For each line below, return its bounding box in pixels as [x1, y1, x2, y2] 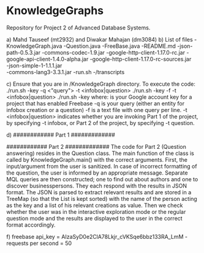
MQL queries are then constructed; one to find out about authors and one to [6, 175, 198, 183]
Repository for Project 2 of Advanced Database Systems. [6, 24, 151, 31]
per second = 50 [29, 240, 72, 247]
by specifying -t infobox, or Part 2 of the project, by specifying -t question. [6, 119, 195, 126]
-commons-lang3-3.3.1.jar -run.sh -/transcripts [6, 68, 125, 75]
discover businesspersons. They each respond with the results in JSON [6, 182, 187, 189]
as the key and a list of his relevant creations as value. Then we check [6, 202, 183, 209]
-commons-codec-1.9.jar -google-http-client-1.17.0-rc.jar [42, 48, 186, 56]
